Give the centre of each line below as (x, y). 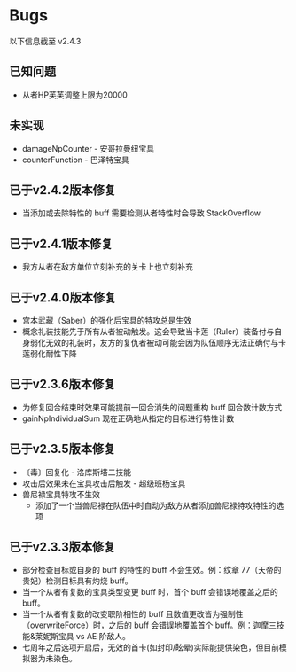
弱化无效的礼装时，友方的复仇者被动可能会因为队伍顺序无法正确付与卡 (158, 343)
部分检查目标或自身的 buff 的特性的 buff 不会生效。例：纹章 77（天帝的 (152, 570)
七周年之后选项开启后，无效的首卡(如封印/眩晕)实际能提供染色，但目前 (151, 647)
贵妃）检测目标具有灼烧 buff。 (77, 581)
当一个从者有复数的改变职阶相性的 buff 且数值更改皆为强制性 (132, 614)
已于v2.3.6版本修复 (62, 384)
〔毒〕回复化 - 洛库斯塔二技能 (77, 472)
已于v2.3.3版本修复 (62, 547)
